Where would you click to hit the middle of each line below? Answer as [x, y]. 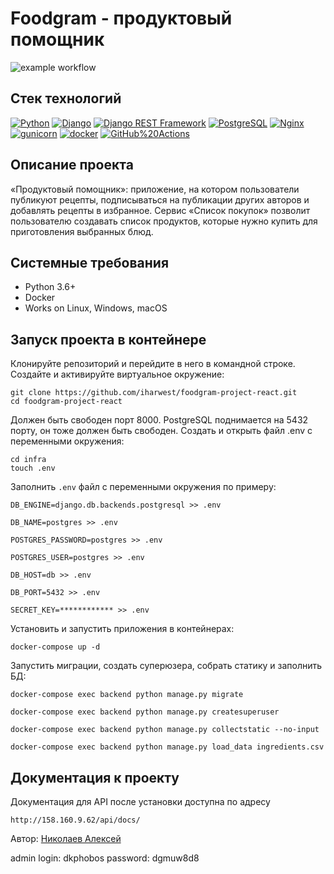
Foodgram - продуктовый [121, 18]
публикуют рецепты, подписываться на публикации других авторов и [160, 199]
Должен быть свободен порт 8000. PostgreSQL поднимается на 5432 [159, 420]
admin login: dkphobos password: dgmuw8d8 [105, 858]
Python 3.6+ [50, 287]
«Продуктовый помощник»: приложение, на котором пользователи [155, 189]
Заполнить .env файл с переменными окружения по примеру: [143, 487]
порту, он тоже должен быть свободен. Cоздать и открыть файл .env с [161, 431]
